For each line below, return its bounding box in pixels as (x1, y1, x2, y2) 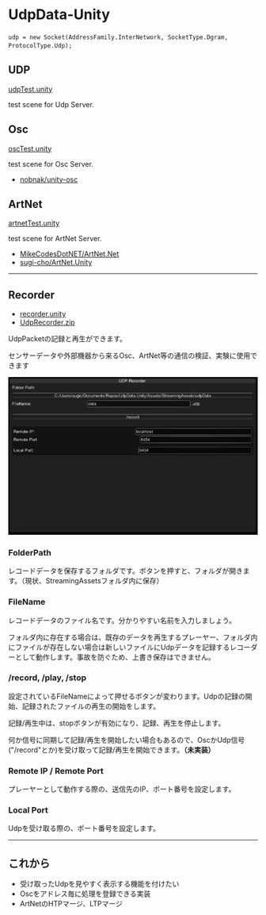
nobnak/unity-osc (19, 175, 78, 184)
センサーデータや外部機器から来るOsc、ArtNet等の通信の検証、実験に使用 (8, 351, 251, 360)
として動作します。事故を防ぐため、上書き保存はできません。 (14, 652, 215, 662)
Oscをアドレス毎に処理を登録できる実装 (19, 889, 151, 898)
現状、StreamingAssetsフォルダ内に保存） (25, 576, 164, 586)
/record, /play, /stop (8, 672, 87, 683)
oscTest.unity (8, 144, 52, 153)
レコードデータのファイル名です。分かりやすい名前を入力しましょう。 (8, 615, 236, 625)
